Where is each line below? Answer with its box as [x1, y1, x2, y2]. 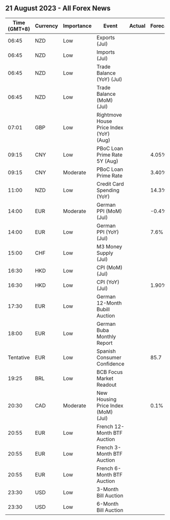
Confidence [96, 360, 125, 367]
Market [96, 375, 114, 382]
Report [96, 339, 113, 346]
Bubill [96, 306, 110, 313]
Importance [63, 22, 92, 29]
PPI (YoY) [96, 228, 119, 235]
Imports [96, 48, 115, 55]
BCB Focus [96, 368, 123, 376]
